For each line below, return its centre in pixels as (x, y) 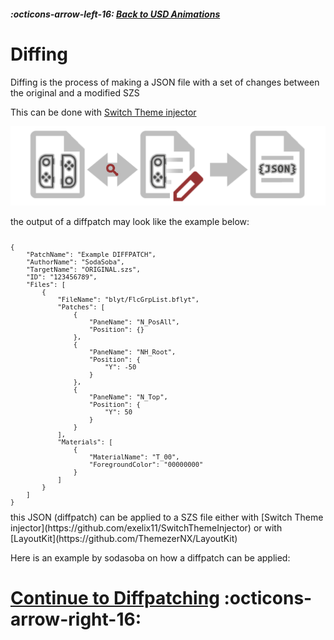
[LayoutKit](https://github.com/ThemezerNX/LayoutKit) (124, 538)
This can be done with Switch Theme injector (103, 112)
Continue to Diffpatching (115, 598)
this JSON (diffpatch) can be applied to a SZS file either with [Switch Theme (167, 517)
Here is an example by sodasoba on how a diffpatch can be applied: (150, 558)
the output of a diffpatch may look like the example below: (130, 221)
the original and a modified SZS (75, 92)
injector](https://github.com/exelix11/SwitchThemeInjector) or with (146, 528)
